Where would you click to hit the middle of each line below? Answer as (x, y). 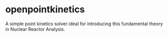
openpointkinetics (45, 10)
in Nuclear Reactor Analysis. (35, 29)
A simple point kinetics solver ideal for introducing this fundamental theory (84, 24)
